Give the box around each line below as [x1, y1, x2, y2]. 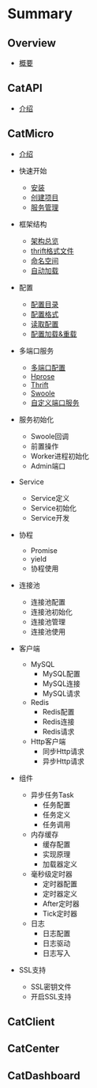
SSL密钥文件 [30, 982, 72, 991]
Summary [7, 5, 73, 23]
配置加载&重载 [30, 329, 77, 339]
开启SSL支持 [30, 991, 72, 1001]
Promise [30, 545, 58, 555]
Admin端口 [30, 461, 66, 471]
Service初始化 [30, 503, 76, 513]
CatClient [7, 1015, 55, 1029]
